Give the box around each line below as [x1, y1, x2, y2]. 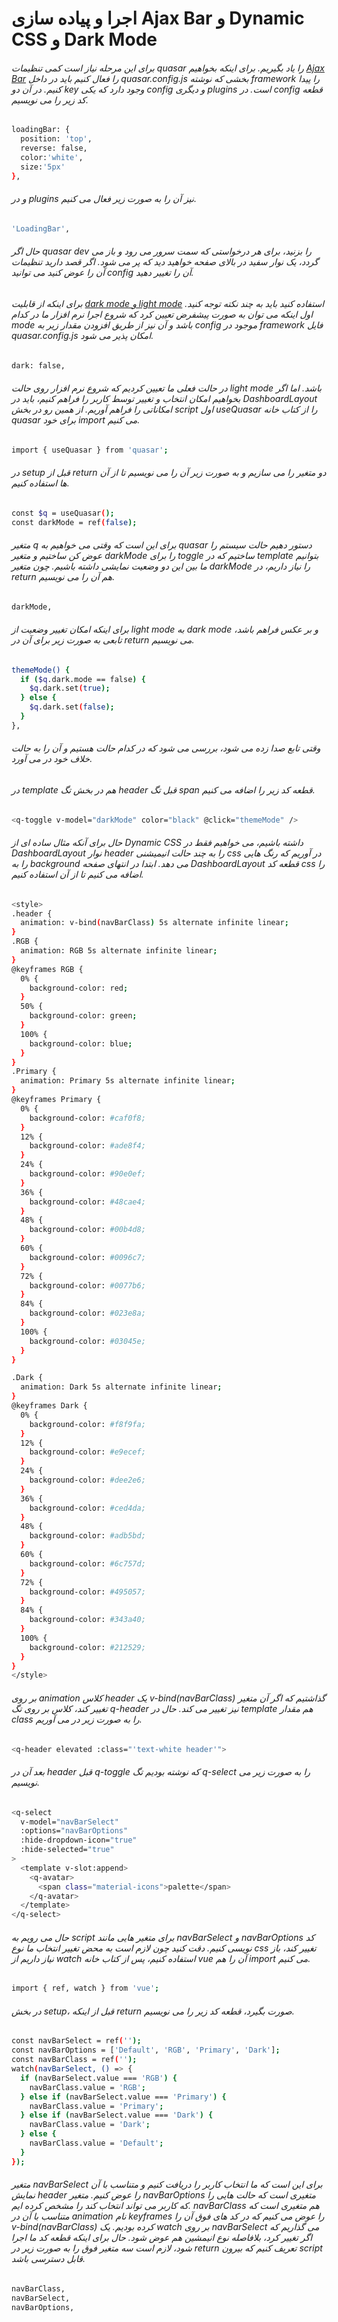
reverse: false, [20, 143, 88, 154]
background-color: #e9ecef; [29, 1447, 146, 1457]
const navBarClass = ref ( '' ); [11, 2055, 138, 2065]
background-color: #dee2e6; [29, 1475, 146, 1486]
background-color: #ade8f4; [29, 1141, 146, 1151]
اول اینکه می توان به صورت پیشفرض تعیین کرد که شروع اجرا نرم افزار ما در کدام [11, 308, 314, 320]
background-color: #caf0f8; [29, 1113, 146, 1123]
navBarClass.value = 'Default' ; [29, 2138, 164, 2149]
